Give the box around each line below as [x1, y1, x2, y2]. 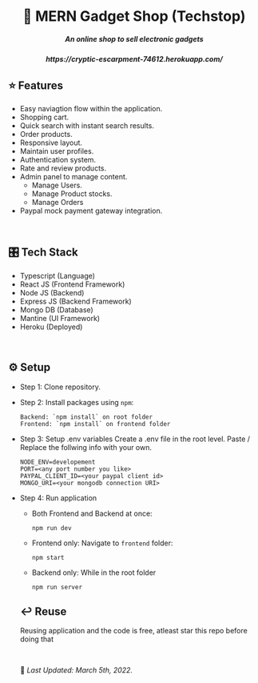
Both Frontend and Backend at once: [31, 508, 153, 518]
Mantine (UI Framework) [19, 313, 101, 323]
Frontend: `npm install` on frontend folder [19, 420, 171, 428]
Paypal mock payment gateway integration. [19, 206, 163, 215]
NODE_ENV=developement [19, 458, 96, 466]
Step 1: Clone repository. [19, 382, 101, 392]
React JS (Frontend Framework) [19, 279, 125, 289]
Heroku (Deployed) [19, 322, 83, 331]
